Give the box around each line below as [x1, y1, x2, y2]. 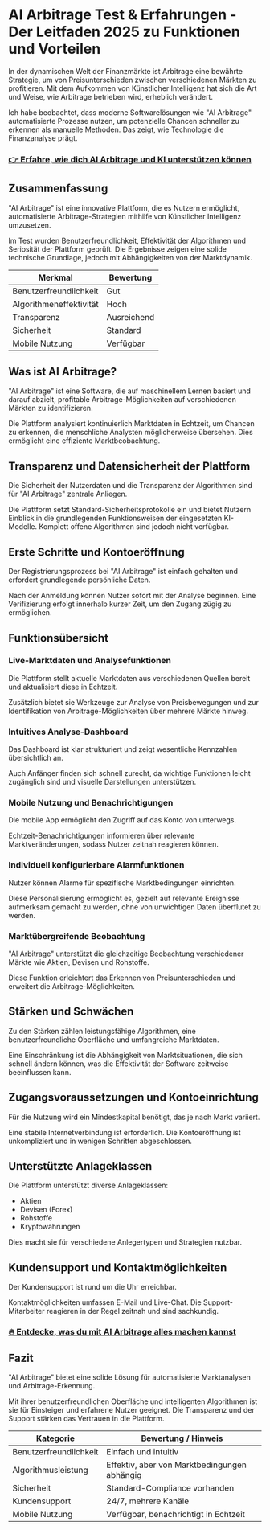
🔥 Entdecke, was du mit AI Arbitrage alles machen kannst [8, 1327, 237, 1338]
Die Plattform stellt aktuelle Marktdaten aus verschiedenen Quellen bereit [8, 673, 251, 683]
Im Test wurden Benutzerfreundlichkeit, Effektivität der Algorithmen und [8, 236, 247, 245]
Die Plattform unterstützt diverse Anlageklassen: [8, 1180, 169, 1191]
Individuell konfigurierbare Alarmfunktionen [8, 859, 185, 871]
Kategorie [35, 1433, 75, 1444]
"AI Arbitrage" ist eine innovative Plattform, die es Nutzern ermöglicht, [8, 203, 240, 212]
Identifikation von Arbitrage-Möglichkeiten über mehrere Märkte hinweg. [8, 706, 249, 716]
